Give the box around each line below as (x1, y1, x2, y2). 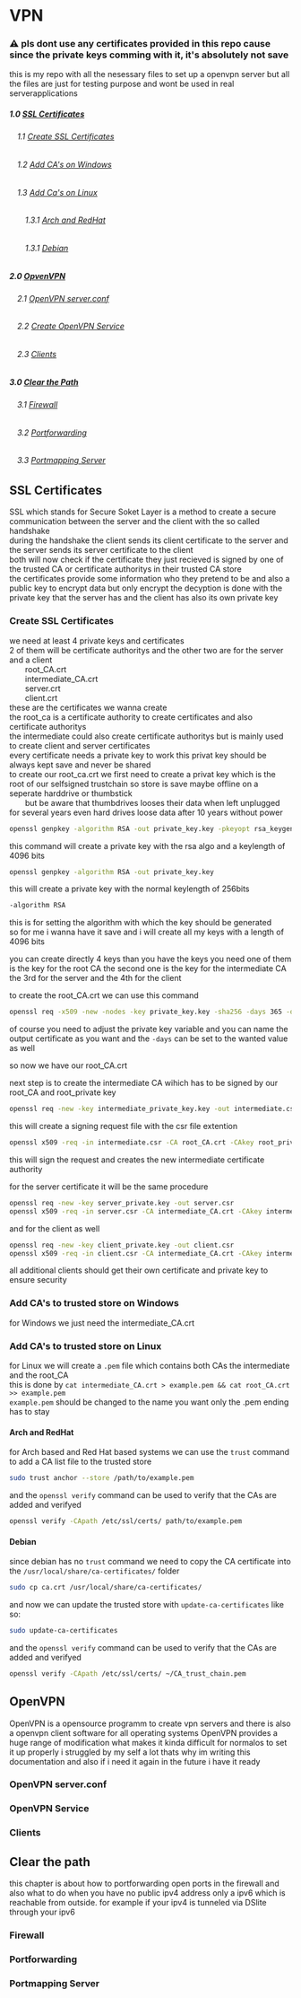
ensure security (9, 1275, 67, 1285)
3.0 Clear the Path (9, 376, 79, 387)
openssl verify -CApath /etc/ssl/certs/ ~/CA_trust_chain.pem (9, 1669, 246, 1678)
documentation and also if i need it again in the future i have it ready (9, 1756, 261, 1766)
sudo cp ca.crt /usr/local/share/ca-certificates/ (9, 1583, 202, 1592)
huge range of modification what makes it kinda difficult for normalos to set (9, 1737, 288, 1748)
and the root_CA (9, 1370, 69, 1380)
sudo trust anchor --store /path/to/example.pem (9, 1474, 194, 1483)
